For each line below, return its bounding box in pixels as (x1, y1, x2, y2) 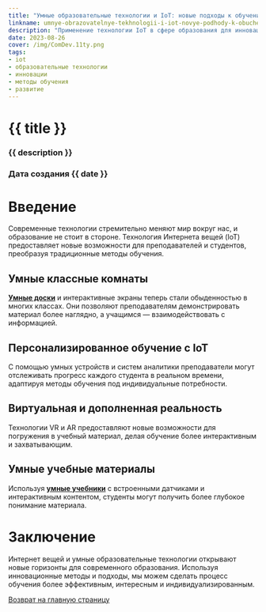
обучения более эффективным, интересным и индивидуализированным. (8, 579, 255, 589)
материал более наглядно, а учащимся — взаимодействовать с (8, 310, 226, 319)
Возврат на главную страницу (8, 595, 110, 604)
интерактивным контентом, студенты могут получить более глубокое (8, 492, 245, 501)
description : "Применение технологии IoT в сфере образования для (8, 26, 232, 34)
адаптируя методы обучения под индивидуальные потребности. (8, 379, 228, 388)
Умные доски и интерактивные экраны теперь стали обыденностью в (8, 293, 248, 303)
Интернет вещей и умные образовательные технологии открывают (8, 554, 237, 564)
